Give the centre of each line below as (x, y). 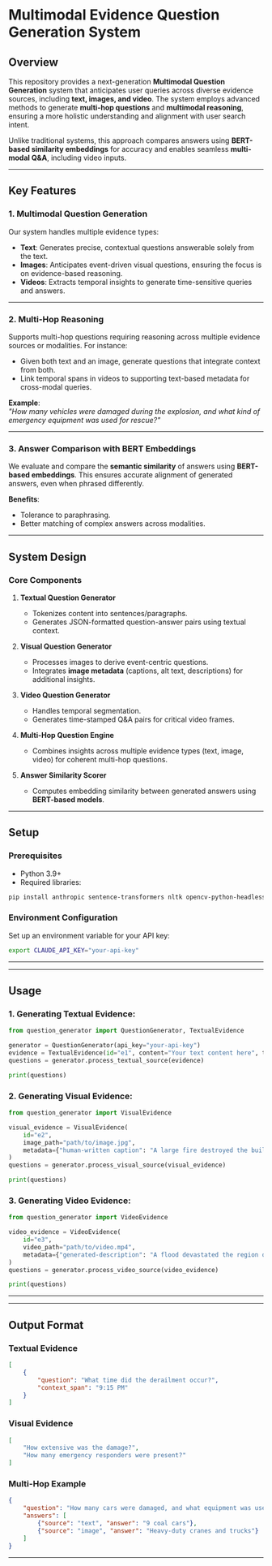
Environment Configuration (63, 917)
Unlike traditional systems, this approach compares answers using (119, 140)
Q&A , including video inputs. (79, 157)
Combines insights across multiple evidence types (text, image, (138, 751)
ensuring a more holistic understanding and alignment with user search (127, 116)
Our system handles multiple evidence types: (84, 231)
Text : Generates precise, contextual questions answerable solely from (137, 247)
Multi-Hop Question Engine (67, 735)
